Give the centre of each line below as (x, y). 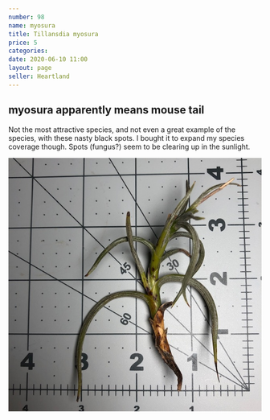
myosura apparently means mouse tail (106, 110)
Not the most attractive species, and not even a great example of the (122, 130)
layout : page (30, 68)
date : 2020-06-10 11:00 (48, 60)
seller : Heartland (39, 76)
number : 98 (27, 17)
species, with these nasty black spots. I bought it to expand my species (127, 138)
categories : (28, 51)
